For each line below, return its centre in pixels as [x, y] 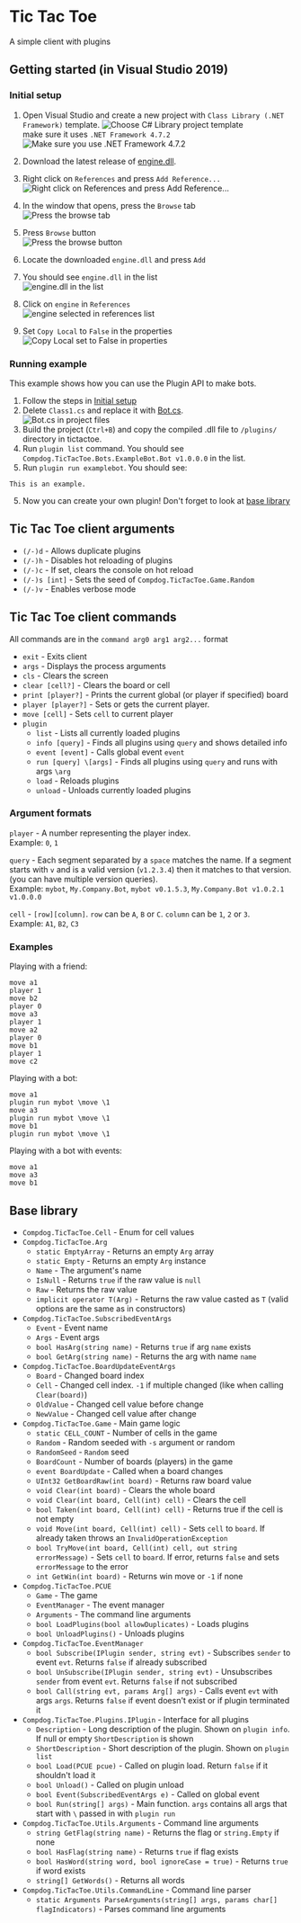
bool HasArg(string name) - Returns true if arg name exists [143, 1346]
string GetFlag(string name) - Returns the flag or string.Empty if [158, 1832]
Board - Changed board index [90, 1375]
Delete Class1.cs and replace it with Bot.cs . [103, 410]
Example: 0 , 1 [34, 842]
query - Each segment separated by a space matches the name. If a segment [150, 860]
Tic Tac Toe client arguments [92, 529]
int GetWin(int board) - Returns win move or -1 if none [139, 1576]
